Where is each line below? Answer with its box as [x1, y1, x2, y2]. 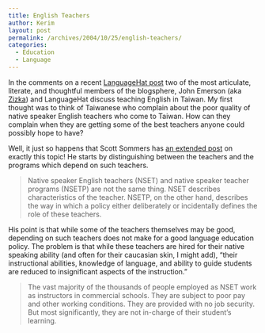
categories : [8, 41, 47, 49]
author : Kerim [8, 19, 55, 27]
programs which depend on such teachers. [8, 160, 149, 170]
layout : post [8, 26, 51, 34]
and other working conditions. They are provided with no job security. [27, 299, 256, 308]
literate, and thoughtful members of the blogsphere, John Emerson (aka [8, 86, 242, 95]
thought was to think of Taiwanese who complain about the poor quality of [8, 102, 251, 112]
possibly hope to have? [8, 128, 84, 137]
